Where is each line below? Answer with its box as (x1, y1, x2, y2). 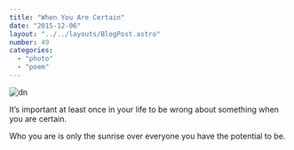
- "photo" (17, 54, 53, 63)
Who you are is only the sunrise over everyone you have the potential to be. (9, 130, 286, 141)
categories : (9, 46, 53, 55)
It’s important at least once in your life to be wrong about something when (9, 104, 280, 114)
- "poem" (17, 63, 50, 72)
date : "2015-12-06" (9, 21, 82, 30)
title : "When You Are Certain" (9, 12, 125, 22)
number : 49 (9, 37, 50, 47)
